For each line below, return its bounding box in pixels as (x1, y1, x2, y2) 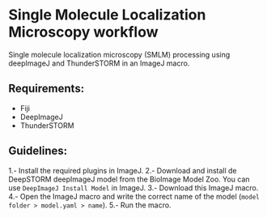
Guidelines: (8, 144, 68, 158)
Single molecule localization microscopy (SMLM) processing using (8, 49, 231, 59)
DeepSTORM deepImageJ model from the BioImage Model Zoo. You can (8, 174, 250, 184)
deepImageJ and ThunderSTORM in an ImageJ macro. (8, 58, 190, 68)
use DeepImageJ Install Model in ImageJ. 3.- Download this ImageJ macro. (8, 182, 259, 192)
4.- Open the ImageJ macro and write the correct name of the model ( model (8, 191, 261, 201)
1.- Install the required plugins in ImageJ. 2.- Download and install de (8, 165, 237, 175)
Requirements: (8, 82, 85, 96)
